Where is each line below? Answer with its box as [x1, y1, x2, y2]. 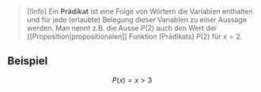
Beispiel [7, 54, 48, 68]
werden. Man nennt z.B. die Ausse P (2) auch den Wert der [26, 24, 217, 32]
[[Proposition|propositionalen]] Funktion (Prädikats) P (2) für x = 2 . [26, 31, 243, 41]
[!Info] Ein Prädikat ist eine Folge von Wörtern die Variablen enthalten [26, 7, 254, 16]
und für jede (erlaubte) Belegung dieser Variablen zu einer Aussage [26, 15, 247, 24]
